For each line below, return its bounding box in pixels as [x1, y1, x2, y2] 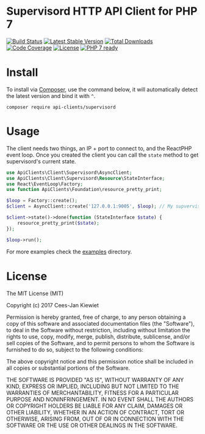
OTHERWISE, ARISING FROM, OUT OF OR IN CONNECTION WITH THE [6, 415, 184, 422]
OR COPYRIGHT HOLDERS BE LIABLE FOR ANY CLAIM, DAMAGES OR [6, 402, 183, 410]
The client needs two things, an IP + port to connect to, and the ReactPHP [6, 144, 192, 152]
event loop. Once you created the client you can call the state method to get [6, 151, 199, 159]
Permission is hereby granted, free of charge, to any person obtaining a [6, 313, 186, 321]
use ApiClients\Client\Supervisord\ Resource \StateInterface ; [6, 175, 165, 181]
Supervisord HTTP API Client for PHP [6, 4, 198, 18]
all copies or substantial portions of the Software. [6, 364, 130, 372]
